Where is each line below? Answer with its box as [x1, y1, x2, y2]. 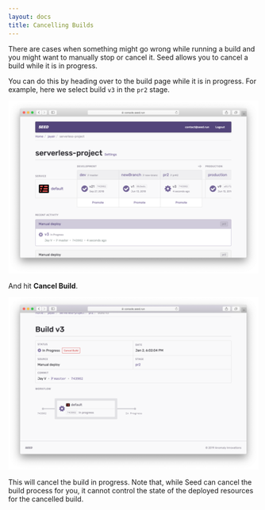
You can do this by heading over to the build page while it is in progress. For [8, 76, 257, 86]
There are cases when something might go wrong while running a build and [8, 44, 255, 53]
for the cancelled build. [8, 494, 84, 504]
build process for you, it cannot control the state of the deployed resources [8, 486, 254, 496]
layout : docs [8, 13, 52, 21]
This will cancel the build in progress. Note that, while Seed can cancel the [8, 477, 252, 487]
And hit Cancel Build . [8, 281, 78, 290]
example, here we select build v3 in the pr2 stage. [8, 84, 171, 94]
